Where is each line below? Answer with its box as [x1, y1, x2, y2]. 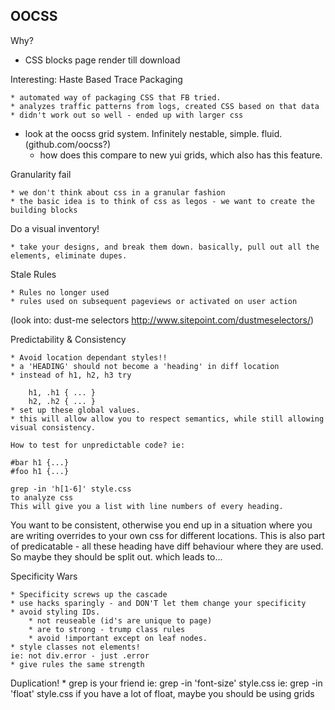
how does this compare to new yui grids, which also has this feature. [39, 149, 323, 161]
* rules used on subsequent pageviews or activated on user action [10, 296, 298, 306]
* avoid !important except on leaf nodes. [28, 633, 208, 643]
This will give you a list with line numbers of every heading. [10, 501, 284, 511]
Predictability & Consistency [10, 333, 127, 345]
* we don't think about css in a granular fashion [10, 187, 226, 198]
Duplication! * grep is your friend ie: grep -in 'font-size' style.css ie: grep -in [10, 677, 323, 689]
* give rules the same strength [10, 659, 145, 669]
